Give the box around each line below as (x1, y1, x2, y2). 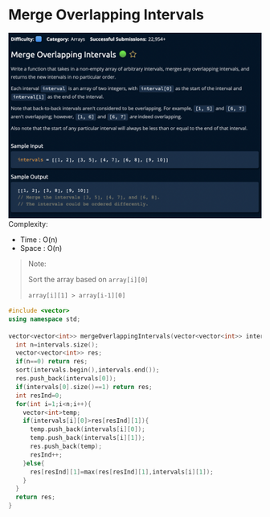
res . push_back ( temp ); (29, 442, 103, 451)
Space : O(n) (19, 244, 63, 253)
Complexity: (8, 220, 48, 229)
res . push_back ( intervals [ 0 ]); (15, 375, 117, 383)
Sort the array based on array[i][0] (27, 275, 149, 285)
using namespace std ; (8, 315, 81, 323)
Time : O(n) (19, 235, 58, 244)
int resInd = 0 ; (15, 392, 63, 400)
